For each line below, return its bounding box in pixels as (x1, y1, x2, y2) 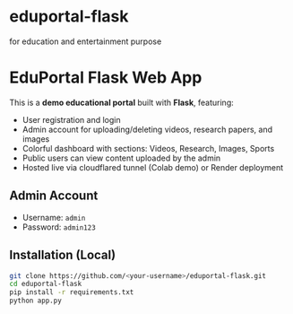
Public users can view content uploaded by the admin (22, 153, 221, 163)
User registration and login (22, 114, 121, 125)
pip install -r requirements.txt (9, 288, 134, 297)
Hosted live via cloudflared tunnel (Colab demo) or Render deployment (22, 161, 284, 172)
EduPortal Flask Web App (9, 67, 203, 88)
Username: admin (22, 212, 86, 222)
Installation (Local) (9, 248, 116, 263)
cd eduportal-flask (9, 280, 82, 289)
